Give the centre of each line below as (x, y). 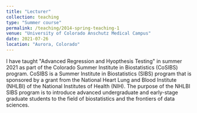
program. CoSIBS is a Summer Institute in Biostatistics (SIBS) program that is (99, 74)
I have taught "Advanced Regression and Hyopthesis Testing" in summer (94, 61)
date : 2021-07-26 (27, 39)
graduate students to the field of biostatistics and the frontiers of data (91, 98)
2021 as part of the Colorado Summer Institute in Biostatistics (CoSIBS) (92, 67)
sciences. (18, 105)
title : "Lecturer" (29, 11)
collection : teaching (33, 17)
